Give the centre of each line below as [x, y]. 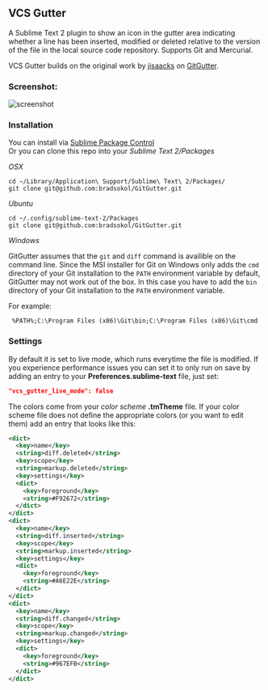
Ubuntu [21, 204]
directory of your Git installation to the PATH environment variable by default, [134, 273]
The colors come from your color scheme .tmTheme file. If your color [124, 406]
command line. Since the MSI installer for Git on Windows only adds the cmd [134, 265]
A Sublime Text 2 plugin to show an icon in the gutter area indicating [122, 32]
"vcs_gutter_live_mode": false [61, 391]
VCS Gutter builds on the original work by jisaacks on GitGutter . [114, 65]
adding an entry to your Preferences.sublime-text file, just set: [114, 376]
